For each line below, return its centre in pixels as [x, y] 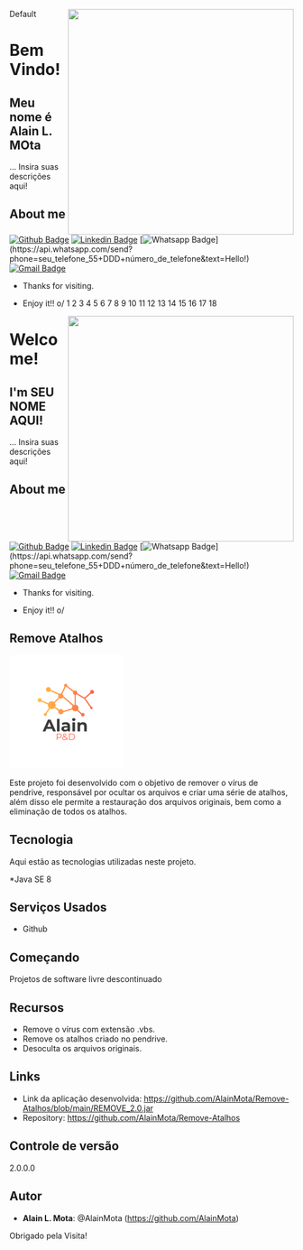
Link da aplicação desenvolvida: [82, 1098]
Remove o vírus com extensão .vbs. [89, 1030]
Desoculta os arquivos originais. [82, 1049]
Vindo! [35, 70]
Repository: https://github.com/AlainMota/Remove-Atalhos [131, 1117]
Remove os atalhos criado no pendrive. [95, 1039]
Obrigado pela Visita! [48, 1236]
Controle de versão [64, 1146]
